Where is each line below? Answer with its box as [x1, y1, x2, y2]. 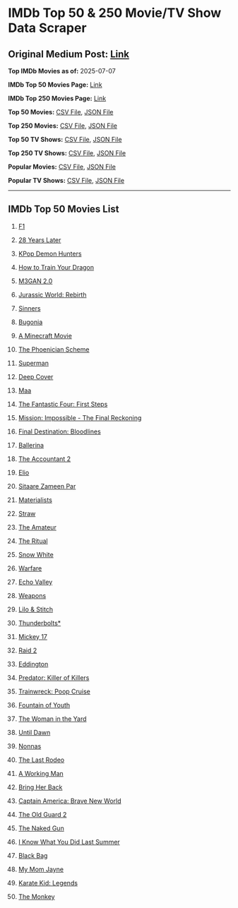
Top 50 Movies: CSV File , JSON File [8, 108, 114, 116]
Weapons [18, 591, 47, 599]
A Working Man [18, 769, 64, 777]
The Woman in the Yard [18, 715, 87, 723]
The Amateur [18, 522, 57, 531]
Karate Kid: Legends [18, 878, 78, 887]
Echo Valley [18, 578, 53, 586]
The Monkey [18, 892, 55, 901]
